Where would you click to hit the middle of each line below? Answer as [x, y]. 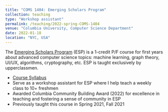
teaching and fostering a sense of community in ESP [67, 98]
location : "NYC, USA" [28, 38]
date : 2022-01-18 [23, 33]
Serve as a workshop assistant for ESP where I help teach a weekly [82, 82]
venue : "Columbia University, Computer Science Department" [69, 28]
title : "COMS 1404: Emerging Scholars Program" [56, 10]
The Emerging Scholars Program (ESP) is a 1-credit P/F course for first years [84, 52]
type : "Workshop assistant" [35, 19]
